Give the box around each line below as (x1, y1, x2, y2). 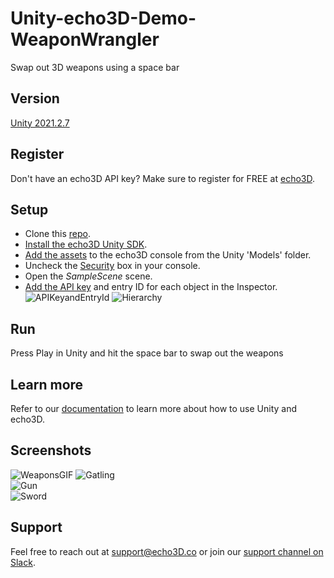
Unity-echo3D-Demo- (10, 7, 197, 30)
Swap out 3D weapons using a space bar (10, 61, 180, 73)
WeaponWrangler (10, 28, 160, 51)
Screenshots (10, 442, 92, 459)
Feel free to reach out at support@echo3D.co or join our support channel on (10, 545, 324, 557)
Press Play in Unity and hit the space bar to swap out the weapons (10, 347, 284, 359)
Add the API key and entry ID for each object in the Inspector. (24, 281, 278, 293)
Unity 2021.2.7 (10, 117, 70, 129)
